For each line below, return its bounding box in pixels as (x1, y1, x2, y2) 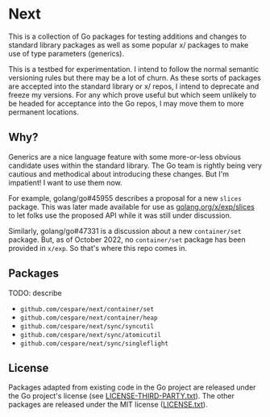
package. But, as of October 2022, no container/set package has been (8, 235, 246, 244)
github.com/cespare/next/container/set (19, 305, 155, 313)
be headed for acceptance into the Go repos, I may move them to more (8, 98, 244, 108)
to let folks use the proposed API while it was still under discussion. (8, 211, 232, 220)
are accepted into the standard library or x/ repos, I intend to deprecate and (8, 81, 260, 91)
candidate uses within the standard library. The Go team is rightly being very (8, 161, 263, 170)
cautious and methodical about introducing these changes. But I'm (8, 169, 230, 178)
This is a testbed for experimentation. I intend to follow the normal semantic (8, 64, 260, 73)
